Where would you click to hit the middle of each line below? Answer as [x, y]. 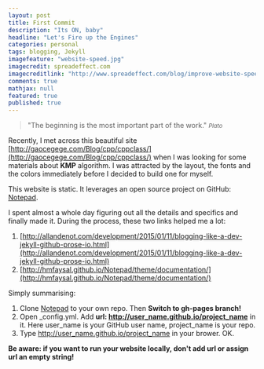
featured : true [33, 96]
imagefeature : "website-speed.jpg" [66, 60]
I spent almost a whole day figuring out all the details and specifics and [123, 213]
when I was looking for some [200, 157]
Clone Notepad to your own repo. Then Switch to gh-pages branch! [130, 309]
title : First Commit [42, 23]
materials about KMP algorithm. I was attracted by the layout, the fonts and [130, 166]
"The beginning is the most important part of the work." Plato [125, 126]
